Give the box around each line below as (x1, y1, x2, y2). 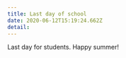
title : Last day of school (7, 10, 87, 18)
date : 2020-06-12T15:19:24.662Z (7, 17, 103, 24)
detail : (7, 23, 30, 30)
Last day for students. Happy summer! (7, 43, 119, 52)
